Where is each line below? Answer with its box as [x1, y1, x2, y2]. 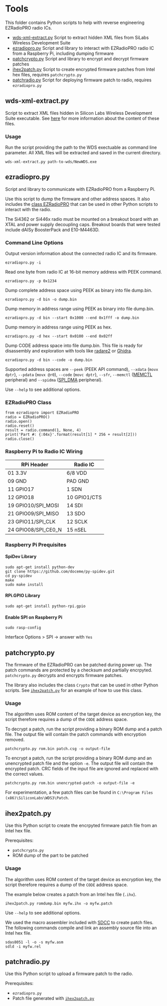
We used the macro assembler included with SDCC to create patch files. [5, 919, 154, 925]
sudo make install [5, 582, 43, 587]
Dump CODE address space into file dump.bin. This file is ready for [5, 342, 143, 348]
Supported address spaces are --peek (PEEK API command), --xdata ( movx [5, 366, 159, 372]
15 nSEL [66, 526, 87, 533]
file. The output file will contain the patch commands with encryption [5, 731, 147, 737]
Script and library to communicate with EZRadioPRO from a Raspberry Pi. [5, 186, 156, 192]
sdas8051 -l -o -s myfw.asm [5, 940, 64, 945]
